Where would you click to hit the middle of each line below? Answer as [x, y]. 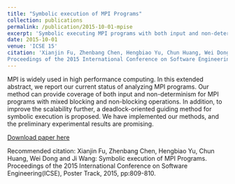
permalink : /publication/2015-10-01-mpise [70, 27]
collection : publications [45, 20]
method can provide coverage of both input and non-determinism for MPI [113, 94]
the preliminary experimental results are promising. [80, 124]
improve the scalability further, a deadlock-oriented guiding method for [109, 108]
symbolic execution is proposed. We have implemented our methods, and [113, 116]
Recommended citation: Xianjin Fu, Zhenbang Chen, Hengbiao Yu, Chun [111, 150]
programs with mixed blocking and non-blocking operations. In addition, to [115, 101]
